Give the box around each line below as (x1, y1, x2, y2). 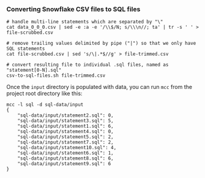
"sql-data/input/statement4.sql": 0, (17, 128, 114, 135)
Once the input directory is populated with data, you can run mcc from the (6, 83, 192, 91)
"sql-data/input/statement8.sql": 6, (17, 155, 114, 161)
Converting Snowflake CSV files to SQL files (6, 5, 141, 14)
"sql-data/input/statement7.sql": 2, (17, 139, 114, 145)
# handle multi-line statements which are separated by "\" (6, 19, 164, 25)
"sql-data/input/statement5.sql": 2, (17, 134, 114, 140)
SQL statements (6, 45, 45, 52)
